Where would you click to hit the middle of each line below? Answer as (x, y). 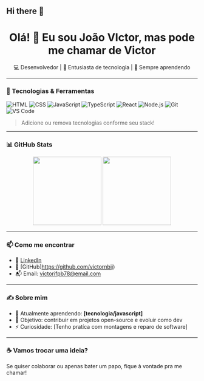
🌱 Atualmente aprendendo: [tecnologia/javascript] (79, 313)
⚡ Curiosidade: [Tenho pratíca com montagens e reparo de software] (101, 326)
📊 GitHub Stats (29, 145)
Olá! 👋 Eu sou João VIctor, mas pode (102, 37)
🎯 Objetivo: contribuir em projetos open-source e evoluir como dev (99, 320)
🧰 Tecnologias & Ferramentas (50, 91)
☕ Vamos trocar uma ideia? (47, 351)
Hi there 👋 (25, 11)
